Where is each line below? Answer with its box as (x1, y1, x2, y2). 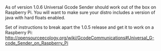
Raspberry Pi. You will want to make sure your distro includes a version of (5, 9, 156, 15)
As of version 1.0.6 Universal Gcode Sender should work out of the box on (5, 4, 157, 10)
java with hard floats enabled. (5, 15, 65, 20)
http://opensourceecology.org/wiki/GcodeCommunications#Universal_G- (5, 35, 155, 41)
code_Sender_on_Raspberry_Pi (5, 40, 68, 46)
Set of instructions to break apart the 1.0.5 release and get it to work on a (5, 24, 154, 30)
